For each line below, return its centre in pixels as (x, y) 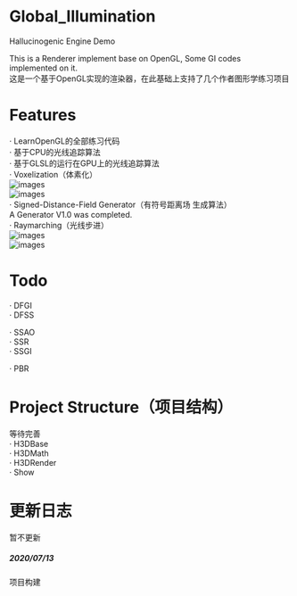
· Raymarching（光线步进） (59, 225)
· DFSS (22, 315)
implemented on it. (44, 68)
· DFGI (21, 305)
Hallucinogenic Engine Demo (62, 41)
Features (43, 116)
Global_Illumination (82, 17)
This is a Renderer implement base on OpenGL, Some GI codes (125, 58)
